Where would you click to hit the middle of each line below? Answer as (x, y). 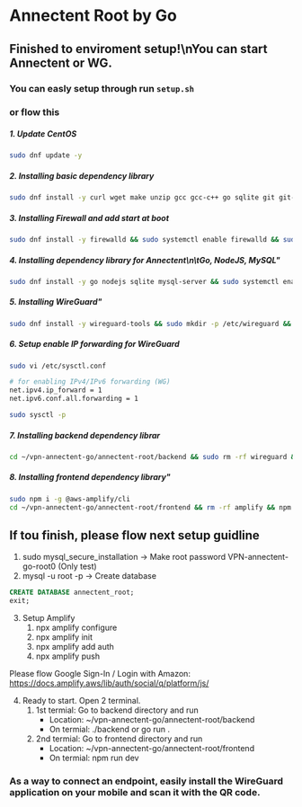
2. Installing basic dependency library (82, 175)
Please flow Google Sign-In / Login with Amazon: (100, 674)
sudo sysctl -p (38, 415)
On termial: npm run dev (94, 758)
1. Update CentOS (43, 134)
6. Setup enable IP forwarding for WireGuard (94, 344)
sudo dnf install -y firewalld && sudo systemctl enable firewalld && (144, 240)
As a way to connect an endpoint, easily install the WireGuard (147, 781)
